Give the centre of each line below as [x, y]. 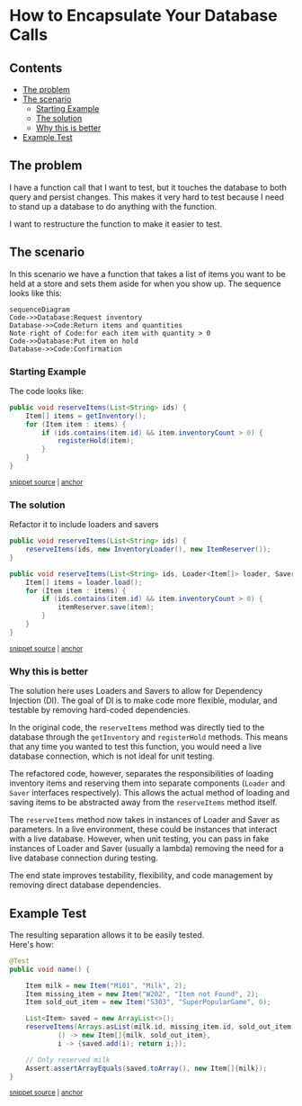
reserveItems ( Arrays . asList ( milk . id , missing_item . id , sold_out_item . [160, 1027]
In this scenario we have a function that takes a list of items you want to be [147, 274]
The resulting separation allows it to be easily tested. [107, 935]
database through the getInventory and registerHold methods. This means [149, 737]
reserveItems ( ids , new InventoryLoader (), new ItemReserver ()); [148, 550]
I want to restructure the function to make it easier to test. [116, 224]
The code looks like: [47, 391]
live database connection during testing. [84, 858]
